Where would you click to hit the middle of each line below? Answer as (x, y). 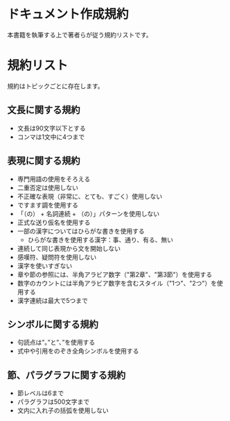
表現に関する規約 (44, 161)
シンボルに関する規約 (53, 324)
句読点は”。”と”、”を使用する (56, 342)
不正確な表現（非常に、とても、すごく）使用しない (90, 196)
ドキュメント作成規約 (68, 14)
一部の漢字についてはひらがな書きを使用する (81, 231)
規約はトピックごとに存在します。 (55, 86)
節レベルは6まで (41, 393)
